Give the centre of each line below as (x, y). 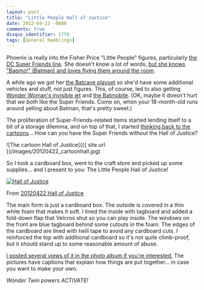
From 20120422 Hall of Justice (45, 193)
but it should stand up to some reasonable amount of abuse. (82, 244)
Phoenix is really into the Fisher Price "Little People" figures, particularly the (102, 58)
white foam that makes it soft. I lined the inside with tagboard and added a (100, 211)
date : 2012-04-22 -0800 (37, 23)
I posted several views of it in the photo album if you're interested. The (95, 256)
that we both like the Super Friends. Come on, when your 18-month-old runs (102, 102)
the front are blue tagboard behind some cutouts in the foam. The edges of (101, 224)
